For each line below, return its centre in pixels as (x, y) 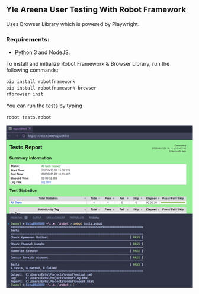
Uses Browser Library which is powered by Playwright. (73, 24)
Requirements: (28, 39)
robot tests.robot (29, 117)
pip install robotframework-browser (51, 88)
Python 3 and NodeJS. (42, 52)
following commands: (32, 70)
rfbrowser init (25, 94)
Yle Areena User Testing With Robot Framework (96, 10)
